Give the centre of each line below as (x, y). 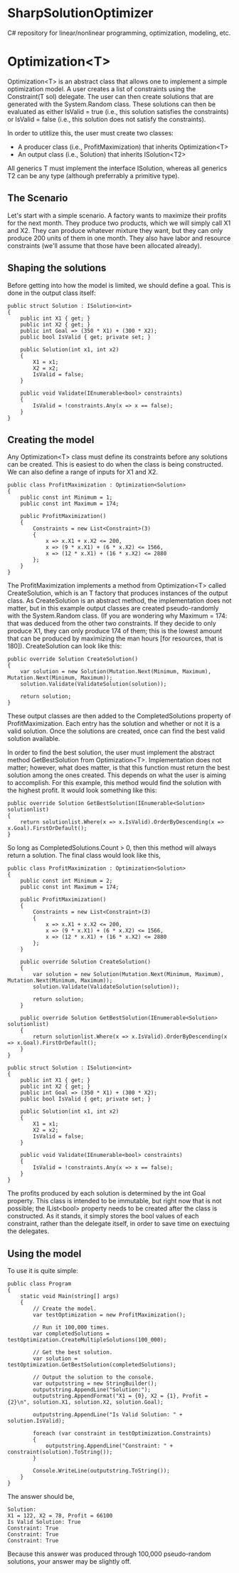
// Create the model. (65, 1309)
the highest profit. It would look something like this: (82, 790)
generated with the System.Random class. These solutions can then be (111, 104)
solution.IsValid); (36, 1421)
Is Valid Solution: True (44, 1522)
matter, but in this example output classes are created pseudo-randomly (113, 608)
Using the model (44, 1253)
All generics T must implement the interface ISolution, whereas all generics (117, 168)
